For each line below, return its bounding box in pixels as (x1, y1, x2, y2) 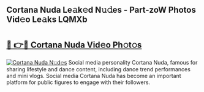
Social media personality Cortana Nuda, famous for (68, 59, 198, 66)
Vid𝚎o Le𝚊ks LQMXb (6, 15, 88, 25)
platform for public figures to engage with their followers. (6, 79, 151, 86)
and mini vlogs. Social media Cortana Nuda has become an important (6, 73, 182, 79)
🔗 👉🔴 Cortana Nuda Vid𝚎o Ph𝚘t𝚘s (6, 40, 142, 50)
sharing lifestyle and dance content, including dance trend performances (6, 66, 191, 73)
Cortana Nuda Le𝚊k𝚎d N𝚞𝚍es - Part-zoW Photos (6, 5, 196, 15)
